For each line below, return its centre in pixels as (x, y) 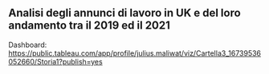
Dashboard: (28, 45)
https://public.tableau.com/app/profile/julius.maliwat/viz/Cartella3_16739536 (135, 53)
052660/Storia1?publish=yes (55, 61)
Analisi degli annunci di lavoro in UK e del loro (124, 13)
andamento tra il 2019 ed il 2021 (90, 26)
